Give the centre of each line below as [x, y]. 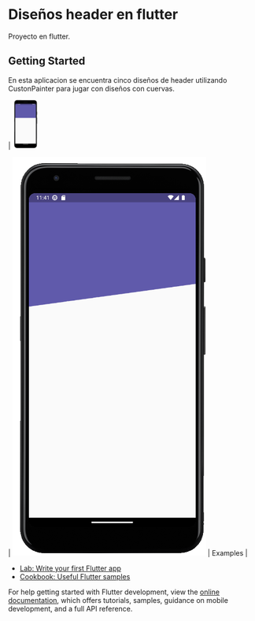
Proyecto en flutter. [39, 36]
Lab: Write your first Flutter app [70, 568]
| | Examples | [128, 553]
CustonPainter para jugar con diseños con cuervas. [91, 88]
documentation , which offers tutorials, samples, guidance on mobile [118, 601]
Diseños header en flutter [93, 15]
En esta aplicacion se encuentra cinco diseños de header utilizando [118, 80]
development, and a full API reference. [70, 609]
